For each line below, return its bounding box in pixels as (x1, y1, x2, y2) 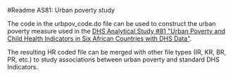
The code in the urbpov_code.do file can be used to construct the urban (7, 20, 216, 27)
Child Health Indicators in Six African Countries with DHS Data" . (7, 34, 192, 43)
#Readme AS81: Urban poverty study (7, 6, 115, 14)
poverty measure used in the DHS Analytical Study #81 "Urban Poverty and (7, 27, 226, 35)
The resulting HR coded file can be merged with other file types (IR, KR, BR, (7, 48, 227, 56)
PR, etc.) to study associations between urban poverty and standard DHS (7, 55, 220, 64)
